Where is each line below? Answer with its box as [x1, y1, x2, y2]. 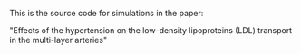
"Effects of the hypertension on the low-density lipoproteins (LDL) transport [9, 25, 293, 35]
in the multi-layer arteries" [9, 35, 107, 45]
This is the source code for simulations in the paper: [9, 8, 204, 18]
